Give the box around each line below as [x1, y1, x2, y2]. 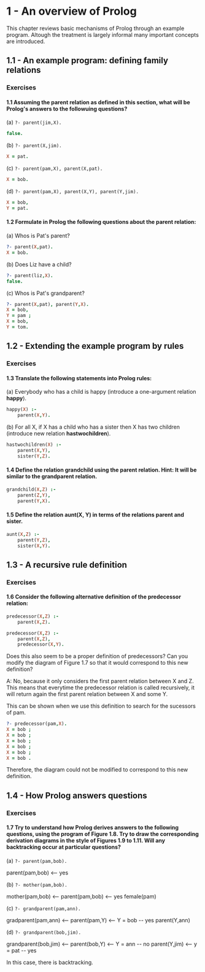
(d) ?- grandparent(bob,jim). [6, 928, 82, 936]
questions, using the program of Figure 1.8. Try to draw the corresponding [6, 830, 199, 838]
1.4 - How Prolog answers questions [6, 790, 147, 801]
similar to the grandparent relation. [6, 473, 98, 480]
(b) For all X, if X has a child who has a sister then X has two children [6, 423, 180, 431]
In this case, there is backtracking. [6, 959, 93, 966]
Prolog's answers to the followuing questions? [6, 105, 128, 112]
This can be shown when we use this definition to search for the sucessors [6, 702, 196, 710]
